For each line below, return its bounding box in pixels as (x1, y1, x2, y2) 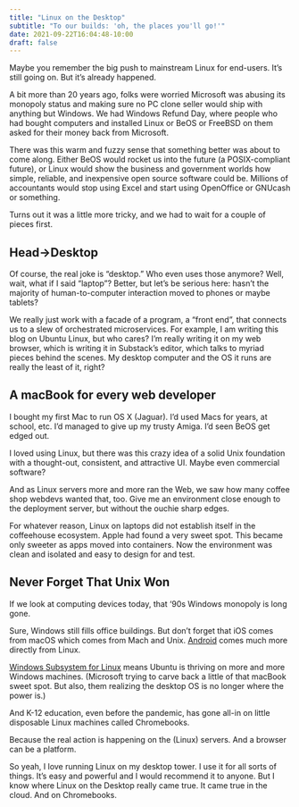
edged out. (9, 430, 50, 441)
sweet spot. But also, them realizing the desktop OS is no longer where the (9, 680, 284, 691)
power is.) (9, 690, 46, 701)
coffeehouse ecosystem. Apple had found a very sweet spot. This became (9, 529, 284, 541)
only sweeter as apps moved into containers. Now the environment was (9, 539, 273, 550)
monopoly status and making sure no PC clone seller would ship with (9, 99, 263, 110)
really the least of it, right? (9, 362, 105, 373)
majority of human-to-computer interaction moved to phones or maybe (9, 288, 270, 298)
